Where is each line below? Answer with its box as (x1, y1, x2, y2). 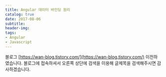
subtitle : (5, 21, 26, 26)
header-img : (5, 26, 30, 31)
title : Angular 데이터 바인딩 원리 (5, 7, 70, 12)
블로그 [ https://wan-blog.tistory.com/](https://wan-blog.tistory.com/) (5, 54, 145, 60)
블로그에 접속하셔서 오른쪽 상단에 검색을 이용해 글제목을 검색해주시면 (23, 60, 156, 66)
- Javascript (5, 40, 32, 45)
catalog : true (5, 12, 35, 17)
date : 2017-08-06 (5, 16, 41, 21)
